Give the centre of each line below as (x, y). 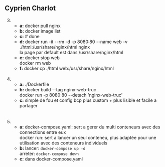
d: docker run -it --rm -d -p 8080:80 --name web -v (73, 42)
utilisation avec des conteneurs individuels (63, 143)
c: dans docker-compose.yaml (51, 159)
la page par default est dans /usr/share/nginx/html (71, 52)
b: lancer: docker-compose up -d (52, 148)
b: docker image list (40, 31)
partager (29, 105)
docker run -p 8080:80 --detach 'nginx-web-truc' (71, 95)
